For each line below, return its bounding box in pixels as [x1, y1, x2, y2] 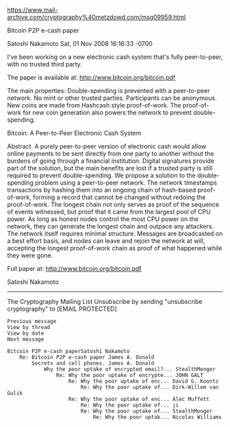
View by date [7, 330, 44, 337]
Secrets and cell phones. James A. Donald [31, 360, 155, 367]
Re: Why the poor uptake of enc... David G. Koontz [68, 378, 219, 385]
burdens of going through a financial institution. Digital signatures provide [7, 157, 215, 165]
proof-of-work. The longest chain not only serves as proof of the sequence [7, 200, 220, 208]
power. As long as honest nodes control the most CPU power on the [7, 215, 199, 223]
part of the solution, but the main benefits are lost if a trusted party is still [7, 164, 213, 172]
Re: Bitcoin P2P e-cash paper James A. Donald [19, 354, 155, 361]
